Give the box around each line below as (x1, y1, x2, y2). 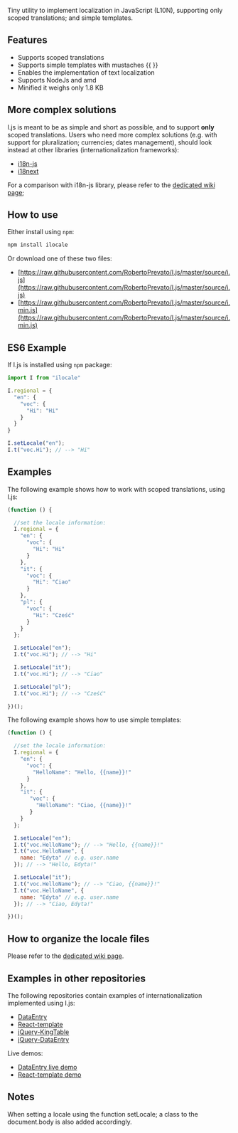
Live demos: (7, 1049, 43, 1058)
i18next (17, 167, 39, 175)
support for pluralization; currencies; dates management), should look (7, 138, 212, 147)
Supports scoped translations (17, 53, 104, 61)
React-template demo (17, 1070, 82, 1079)
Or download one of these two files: (7, 254, 112, 263)
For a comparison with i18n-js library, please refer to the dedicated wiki (7, 181, 215, 189)
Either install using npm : (7, 228, 75, 236)
